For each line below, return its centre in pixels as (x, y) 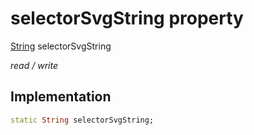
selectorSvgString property (127, 18)
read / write (34, 65)
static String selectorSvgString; (82, 120)
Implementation (61, 97)
